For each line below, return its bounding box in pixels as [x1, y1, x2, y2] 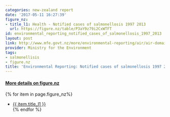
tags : [5, 50, 17, 55]
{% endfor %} [12, 106, 42, 112]
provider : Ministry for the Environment [5, 45, 92, 50]
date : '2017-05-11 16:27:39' [5, 12, 67, 17]
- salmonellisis [5, 54, 39, 60]
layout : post [5, 36, 33, 41]
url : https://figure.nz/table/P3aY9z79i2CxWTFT [10, 26, 112, 32]
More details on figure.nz [5, 80, 60, 86]
